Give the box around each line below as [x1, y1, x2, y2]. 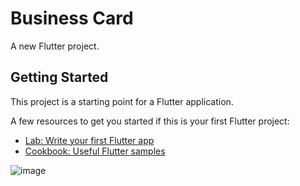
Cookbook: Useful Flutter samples [24, 145, 166, 157]
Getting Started [10, 69, 109, 86]
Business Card [10, 7, 134, 30]
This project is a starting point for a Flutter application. [10, 95, 234, 107]
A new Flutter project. [10, 40, 100, 52]
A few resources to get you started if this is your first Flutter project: [10, 115, 290, 127]
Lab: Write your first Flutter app [24, 134, 155, 146]
